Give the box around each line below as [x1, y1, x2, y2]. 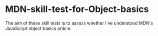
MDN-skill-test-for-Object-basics [5, 3, 149, 15]
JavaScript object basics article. [5, 25, 72, 31]
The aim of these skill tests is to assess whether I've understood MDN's [5, 20, 153, 26]
